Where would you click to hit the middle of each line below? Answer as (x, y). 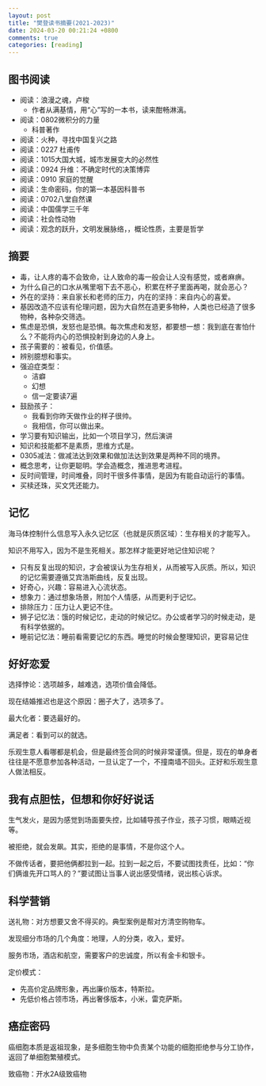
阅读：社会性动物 (47, 218)
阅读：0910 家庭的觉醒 (56, 179)
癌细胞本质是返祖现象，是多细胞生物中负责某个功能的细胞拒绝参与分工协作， (133, 1047)
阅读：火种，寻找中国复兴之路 (68, 139)
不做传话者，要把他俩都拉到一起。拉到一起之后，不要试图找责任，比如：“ (128, 864)
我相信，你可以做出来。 (70, 426)
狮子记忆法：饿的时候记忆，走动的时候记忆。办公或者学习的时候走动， (134, 617)
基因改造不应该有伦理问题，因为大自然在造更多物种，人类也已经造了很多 (137, 306)
